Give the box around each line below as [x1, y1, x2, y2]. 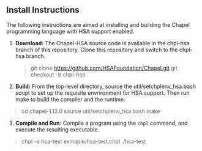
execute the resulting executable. [15, 125, 100, 133]
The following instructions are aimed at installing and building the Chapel [6, 21, 190, 28]
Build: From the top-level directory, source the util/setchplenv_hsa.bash [15, 83, 196, 90]
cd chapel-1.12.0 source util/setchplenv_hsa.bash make [21, 107, 160, 115]
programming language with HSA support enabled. [6, 28, 135, 35]
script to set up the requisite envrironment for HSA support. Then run [15, 89, 190, 97]
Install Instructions [6, 5, 80, 15]
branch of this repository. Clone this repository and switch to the [15, 46, 178, 53]
